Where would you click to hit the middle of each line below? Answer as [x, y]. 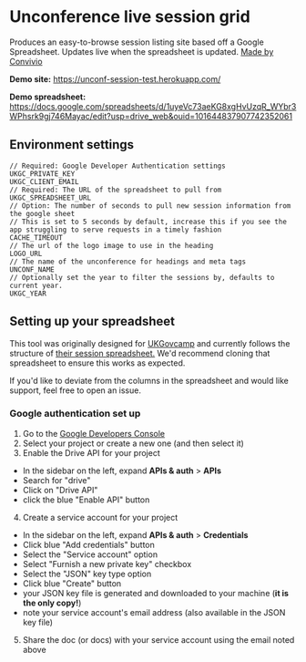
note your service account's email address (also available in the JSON [154, 612]
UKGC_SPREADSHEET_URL [51, 198]
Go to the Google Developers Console [94, 433]
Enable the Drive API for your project [92, 452]
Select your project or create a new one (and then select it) [133, 443]
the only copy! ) [52, 603]
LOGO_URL [26, 253]
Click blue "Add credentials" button [88, 544]
